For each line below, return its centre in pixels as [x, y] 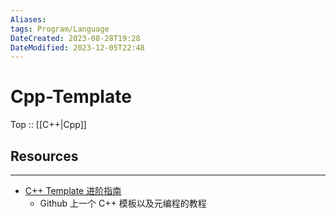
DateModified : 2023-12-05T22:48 [77, 47]
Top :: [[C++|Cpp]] [48, 125]
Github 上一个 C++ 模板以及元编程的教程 [123, 203]
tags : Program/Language [60, 29]
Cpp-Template [71, 97]
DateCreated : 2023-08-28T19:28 [75, 38]
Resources [44, 156]
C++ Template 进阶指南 [73, 190]
